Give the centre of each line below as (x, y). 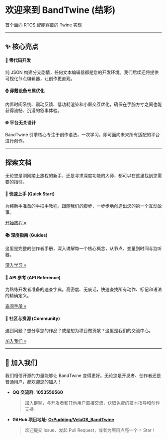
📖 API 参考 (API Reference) (33, 277)
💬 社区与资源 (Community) (33, 318)
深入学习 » (16, 265)
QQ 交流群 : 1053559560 (38, 392)
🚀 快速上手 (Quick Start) (30, 194)
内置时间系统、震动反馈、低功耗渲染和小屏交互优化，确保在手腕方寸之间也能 (83, 104)
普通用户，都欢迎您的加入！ (34, 382)
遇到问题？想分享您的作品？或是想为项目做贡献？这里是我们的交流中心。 (79, 330)
